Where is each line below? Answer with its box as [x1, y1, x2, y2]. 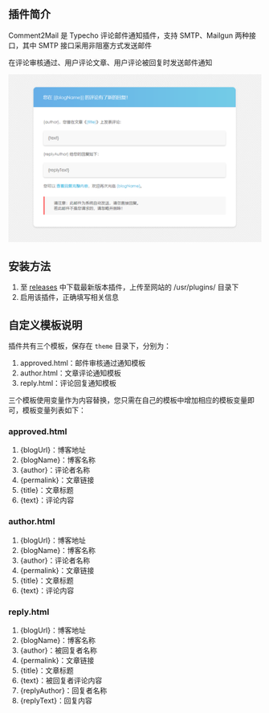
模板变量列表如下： [22, 405, 86, 416]
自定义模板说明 [8, 318, 83, 332]
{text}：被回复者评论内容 [19, 676, 103, 686]
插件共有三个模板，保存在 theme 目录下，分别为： [8, 341, 171, 351]
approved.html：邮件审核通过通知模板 [19, 359, 146, 368]
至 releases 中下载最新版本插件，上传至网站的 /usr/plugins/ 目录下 [19, 282, 239, 292]
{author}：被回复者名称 [19, 645, 98, 655]
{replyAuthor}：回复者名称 [19, 686, 108, 695]
